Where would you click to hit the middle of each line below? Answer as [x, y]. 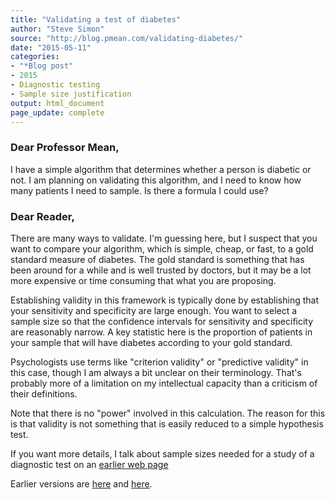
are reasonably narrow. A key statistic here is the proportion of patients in [161, 332]
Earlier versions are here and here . [81, 483]
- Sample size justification [71, 94]
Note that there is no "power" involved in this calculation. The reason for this [168, 413]
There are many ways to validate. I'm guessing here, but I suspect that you [164, 238]
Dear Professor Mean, [65, 148]
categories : [35, 57]
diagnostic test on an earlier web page [89, 464]
